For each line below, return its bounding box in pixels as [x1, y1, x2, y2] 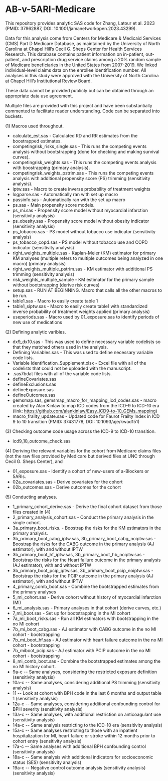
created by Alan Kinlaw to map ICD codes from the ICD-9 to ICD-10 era [12, 402, 159, 408]
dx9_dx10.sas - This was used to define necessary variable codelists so [12, 339, 161, 345]
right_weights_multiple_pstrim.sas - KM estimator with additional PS [12, 266, 153, 272]
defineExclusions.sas [12, 381, 57, 387]
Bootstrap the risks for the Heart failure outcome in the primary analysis [12, 557, 161, 563]
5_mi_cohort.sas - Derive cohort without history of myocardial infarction [12, 594, 161, 600]
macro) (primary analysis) [12, 260, 66, 266]
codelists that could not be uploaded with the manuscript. [12, 365, 132, 371]
